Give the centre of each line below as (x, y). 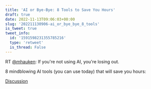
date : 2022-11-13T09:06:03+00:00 (40, 19)
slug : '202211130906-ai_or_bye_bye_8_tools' (52, 24)
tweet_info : (18, 33)
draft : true (18, 15)
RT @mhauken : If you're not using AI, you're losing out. (62, 61)
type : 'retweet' (27, 43)
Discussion (17, 81)
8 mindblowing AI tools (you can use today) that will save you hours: (76, 71)
